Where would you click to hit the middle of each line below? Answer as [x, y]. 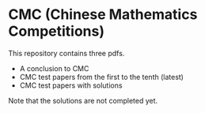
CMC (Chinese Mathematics [103, 15]
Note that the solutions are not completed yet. [83, 100]
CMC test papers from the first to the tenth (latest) [102, 77]
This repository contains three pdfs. [66, 53]
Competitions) [57, 31]
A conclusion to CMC [54, 68]
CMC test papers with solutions [71, 85]
